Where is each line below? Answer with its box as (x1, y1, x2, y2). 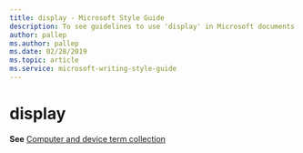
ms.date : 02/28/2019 (9, 47, 88, 56)
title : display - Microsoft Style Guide (9, 13, 166, 23)
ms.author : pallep (9, 38, 79, 48)
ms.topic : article (9, 56, 79, 65)
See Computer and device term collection (9, 133, 167, 144)
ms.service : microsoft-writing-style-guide (9, 65, 177, 74)
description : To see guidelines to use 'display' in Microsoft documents (9, 22, 296, 31)
